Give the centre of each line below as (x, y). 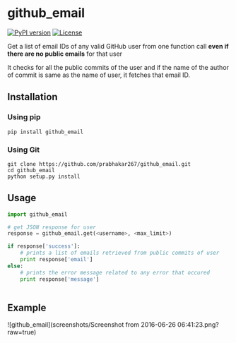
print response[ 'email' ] (57, 260)
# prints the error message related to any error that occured (115, 272)
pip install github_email (45, 132)
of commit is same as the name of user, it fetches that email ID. (99, 75)
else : (15, 266)
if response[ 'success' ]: (44, 246)
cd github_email (31, 170)
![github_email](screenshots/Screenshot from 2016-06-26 (92, 325)
